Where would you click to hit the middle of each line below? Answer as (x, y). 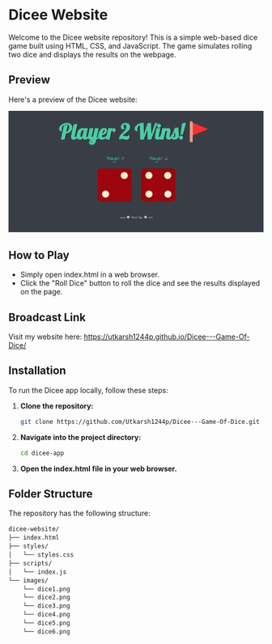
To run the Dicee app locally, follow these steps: (88, 390)
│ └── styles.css (41, 555)
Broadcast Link (47, 317)
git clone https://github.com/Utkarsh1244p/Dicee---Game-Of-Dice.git (140, 422)
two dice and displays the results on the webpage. (92, 54)
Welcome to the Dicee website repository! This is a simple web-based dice (133, 37)
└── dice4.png (47, 615)
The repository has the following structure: (80, 513)
